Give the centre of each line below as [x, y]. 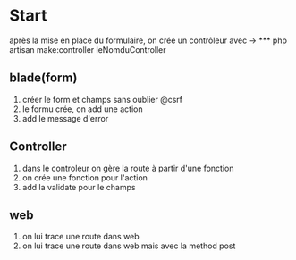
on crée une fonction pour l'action [85, 177]
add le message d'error [65, 118]
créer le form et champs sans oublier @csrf [102, 99]
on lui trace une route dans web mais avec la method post [129, 246]
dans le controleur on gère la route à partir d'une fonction [128, 168]
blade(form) [43, 78]
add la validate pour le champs [79, 187]
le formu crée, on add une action [82, 109]
